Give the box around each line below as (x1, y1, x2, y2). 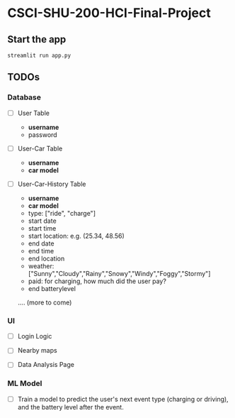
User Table (17, 109, 50, 117)
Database (7, 92, 41, 102)
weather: (28, 261, 55, 270)
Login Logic (17, 332, 52, 341)
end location (28, 254, 65, 263)
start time (28, 224, 57, 232)
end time (28, 246, 55, 255)
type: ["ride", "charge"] (28, 209, 96, 217)
